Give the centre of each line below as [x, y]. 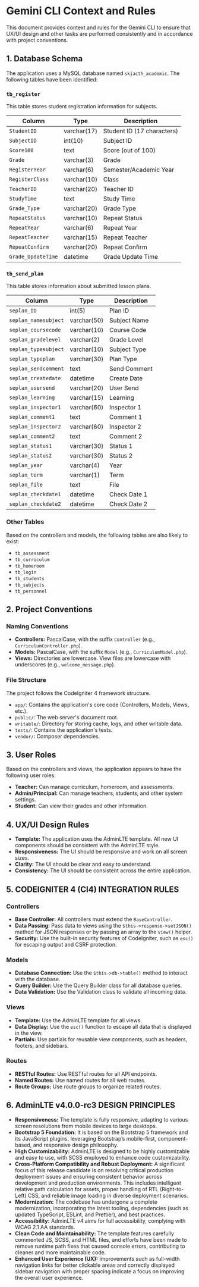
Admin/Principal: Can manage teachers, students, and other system [99, 793]
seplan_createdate [35, 378]
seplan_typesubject [37, 350]
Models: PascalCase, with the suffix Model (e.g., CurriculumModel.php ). [101, 652]
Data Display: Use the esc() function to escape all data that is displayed [103, 1026]
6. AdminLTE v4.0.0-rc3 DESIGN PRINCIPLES [91, 1105]
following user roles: [31, 775]
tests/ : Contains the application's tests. [64, 729]
